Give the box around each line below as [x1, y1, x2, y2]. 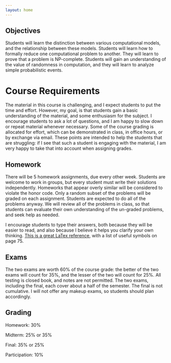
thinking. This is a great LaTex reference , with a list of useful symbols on [5, 233, 157, 239]
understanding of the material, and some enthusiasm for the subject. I [5, 113, 152, 119]
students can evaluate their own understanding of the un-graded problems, [5, 207, 164, 213]
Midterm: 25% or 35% [5, 332, 52, 338]
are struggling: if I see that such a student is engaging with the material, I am [5, 140, 166, 146]
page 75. [5, 238, 24, 244]
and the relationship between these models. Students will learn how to [5, 46, 153, 52]
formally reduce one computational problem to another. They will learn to [5, 51, 159, 57]
